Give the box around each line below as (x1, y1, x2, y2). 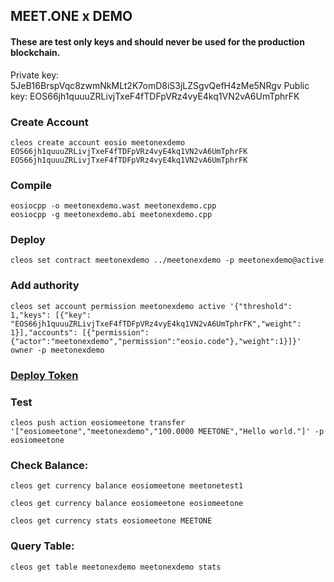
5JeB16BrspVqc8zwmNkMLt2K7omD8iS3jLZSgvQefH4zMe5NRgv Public (10, 79, 310, 91)
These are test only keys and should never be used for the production (10, 35, 305, 48)
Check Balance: (10, 458, 89, 472)
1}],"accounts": (10, 327, 78, 338)
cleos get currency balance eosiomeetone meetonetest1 (10, 481, 244, 491)
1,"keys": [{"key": (10, 310, 92, 320)
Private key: (10, 69, 60, 81)
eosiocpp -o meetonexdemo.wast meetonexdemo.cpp (10, 201, 217, 211)
